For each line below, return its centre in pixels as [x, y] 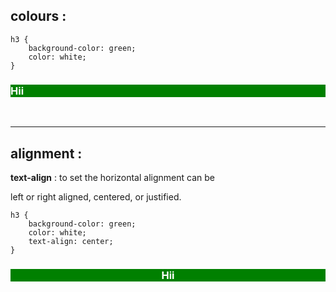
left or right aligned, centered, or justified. [96, 196]
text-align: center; [71, 241]
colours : [38, 16]
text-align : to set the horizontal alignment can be [112, 177]
